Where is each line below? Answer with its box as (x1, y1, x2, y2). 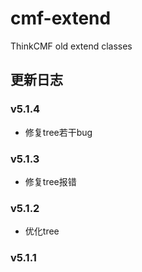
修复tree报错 (24, 175, 77, 187)
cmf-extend (10, 7, 112, 30)
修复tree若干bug (24, 126, 93, 138)
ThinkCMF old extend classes (10, 40, 133, 52)
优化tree (24, 225, 60, 237)
